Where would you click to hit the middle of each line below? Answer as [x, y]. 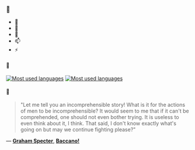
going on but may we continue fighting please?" [78, 129]
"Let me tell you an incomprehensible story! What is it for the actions [103, 104]
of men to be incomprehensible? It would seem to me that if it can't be [105, 111]
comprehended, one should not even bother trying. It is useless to [100, 117]
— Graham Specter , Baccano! [43, 141]
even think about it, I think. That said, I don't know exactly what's [98, 123]
